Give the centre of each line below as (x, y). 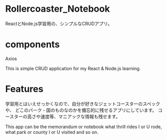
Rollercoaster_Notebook (58, 9)
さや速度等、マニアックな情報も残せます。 (76, 116)
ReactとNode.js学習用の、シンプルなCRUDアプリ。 (59, 23)
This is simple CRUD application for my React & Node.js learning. (73, 68)
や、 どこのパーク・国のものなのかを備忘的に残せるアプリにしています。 (81, 110)
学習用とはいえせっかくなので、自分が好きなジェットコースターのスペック (83, 104)
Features (24, 89)
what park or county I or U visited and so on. (52, 132)
